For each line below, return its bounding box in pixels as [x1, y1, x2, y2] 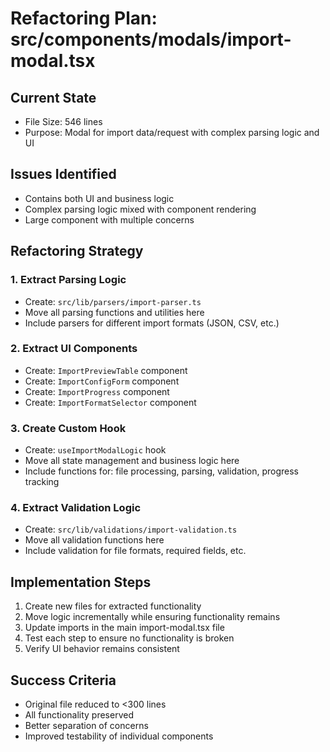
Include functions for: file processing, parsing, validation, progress [24, 465, 299, 477]
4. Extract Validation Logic [10, 501, 142, 515]
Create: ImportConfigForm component [24, 375, 180, 387]
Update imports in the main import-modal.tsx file [24, 622, 225, 634]
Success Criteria [10, 672, 117, 689]
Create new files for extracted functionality [24, 600, 202, 612]
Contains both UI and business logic [24, 192, 175, 204]
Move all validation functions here [24, 534, 165, 546]
